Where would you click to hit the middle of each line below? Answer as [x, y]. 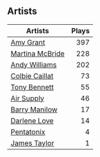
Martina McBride [38, 53]
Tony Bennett [32, 87]
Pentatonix [28, 132]
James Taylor [32, 143]
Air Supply [28, 98]
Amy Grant [28, 42]
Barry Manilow [34, 109]
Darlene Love [32, 121]
